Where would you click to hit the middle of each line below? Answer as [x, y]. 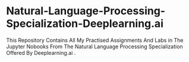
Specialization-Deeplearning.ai [85, 24]
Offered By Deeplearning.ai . [41, 52]
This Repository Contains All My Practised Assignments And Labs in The [95, 40]
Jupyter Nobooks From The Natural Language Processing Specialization [94, 46]
